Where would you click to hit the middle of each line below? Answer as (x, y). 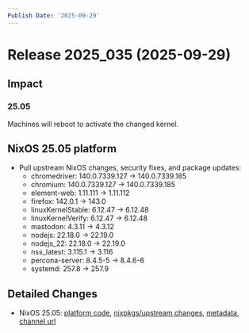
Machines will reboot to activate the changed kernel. (93, 124)
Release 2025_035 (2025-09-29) (119, 54)
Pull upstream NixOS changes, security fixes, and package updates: (130, 168)
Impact (25, 84)
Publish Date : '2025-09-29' (54, 15)
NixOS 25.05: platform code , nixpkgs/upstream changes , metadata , (129, 313)
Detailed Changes (53, 294)
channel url (37, 321)
